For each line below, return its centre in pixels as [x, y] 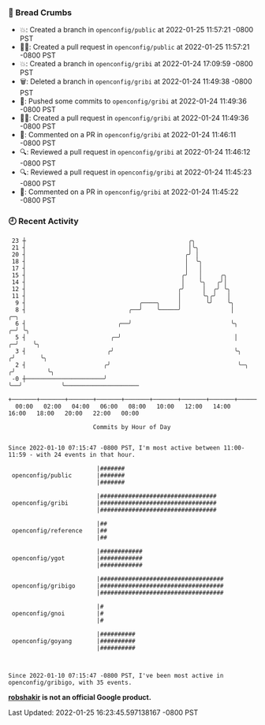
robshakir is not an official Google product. [80, 697]
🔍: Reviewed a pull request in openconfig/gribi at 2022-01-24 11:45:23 [136, 172]
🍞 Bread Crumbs [40, 13]
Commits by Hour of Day [132, 427]
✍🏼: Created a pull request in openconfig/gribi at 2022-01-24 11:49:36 [134, 118]
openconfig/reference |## [60, 531]
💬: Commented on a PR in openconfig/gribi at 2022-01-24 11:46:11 [128, 135]
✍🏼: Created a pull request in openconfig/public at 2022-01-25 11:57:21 [134, 47]
